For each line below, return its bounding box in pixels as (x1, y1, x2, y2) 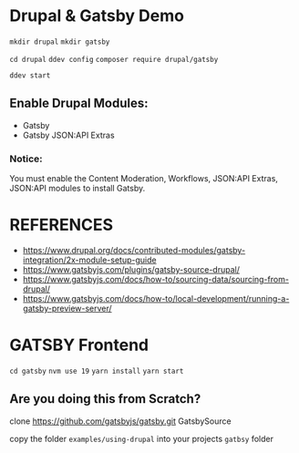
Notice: (9, 152, 43, 165)
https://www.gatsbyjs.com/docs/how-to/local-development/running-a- (22, 293, 290, 304)
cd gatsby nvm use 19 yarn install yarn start (9, 366, 184, 376)
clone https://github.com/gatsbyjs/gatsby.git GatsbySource (9, 416, 232, 427)
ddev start (9, 70, 51, 80)
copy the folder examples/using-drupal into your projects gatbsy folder (9, 433, 273, 444)
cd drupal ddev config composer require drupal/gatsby (9, 55, 219, 64)
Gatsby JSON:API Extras (22, 129, 116, 140)
